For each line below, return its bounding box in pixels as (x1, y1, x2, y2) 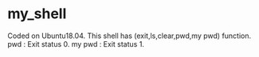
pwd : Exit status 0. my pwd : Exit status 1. (7, 39, 145, 48)
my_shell (7, 5, 67, 23)
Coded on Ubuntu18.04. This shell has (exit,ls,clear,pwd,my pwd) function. (7, 31, 252, 40)
